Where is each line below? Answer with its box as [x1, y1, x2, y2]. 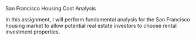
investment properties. [5, 28, 60, 35]
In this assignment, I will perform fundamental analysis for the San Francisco [5, 16, 190, 23]
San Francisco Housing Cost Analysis [5, 5, 96, 12]
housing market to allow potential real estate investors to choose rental [5, 23, 177, 29]
